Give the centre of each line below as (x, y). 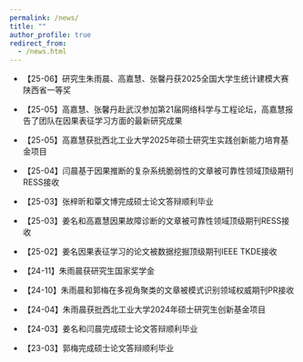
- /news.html (42, 52)
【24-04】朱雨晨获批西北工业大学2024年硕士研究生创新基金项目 (144, 309)
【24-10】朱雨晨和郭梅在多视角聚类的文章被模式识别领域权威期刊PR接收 (158, 290)
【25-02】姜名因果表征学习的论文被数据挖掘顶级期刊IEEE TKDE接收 (150, 252)
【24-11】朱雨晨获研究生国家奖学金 (88, 271)
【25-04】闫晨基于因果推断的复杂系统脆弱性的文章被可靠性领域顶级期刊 (158, 171)
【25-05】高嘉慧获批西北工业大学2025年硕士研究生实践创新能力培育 (151, 140)
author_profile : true (50, 35)
